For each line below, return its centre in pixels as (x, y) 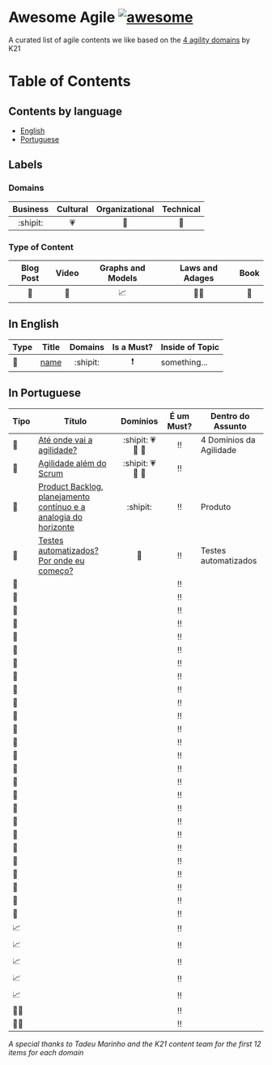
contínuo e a (62, 507)
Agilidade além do (72, 463)
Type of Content (41, 247)
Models (123, 278)
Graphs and (123, 268)
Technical (181, 209)
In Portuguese (45, 393)
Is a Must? (133, 347)
